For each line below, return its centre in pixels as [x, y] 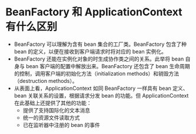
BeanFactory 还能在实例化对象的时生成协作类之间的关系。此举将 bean [99, 59]
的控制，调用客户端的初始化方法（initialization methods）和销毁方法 [97, 73]
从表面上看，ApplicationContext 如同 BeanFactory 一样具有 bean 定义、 [101, 88]
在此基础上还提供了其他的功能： [53, 103]
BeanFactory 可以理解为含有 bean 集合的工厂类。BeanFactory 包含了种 [100, 44]
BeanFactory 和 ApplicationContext [94, 12]
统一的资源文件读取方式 [51, 118]
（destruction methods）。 [46, 81]
